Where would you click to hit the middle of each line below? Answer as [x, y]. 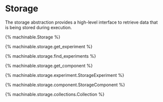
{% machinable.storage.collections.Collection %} [55, 94]
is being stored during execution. [39, 27]
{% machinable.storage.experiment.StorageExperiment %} [65, 75]
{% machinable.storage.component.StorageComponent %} [65, 85]
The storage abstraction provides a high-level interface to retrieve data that [81, 22]
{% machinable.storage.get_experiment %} [49, 46]
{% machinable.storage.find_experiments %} [50, 56]
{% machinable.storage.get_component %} [49, 66]
